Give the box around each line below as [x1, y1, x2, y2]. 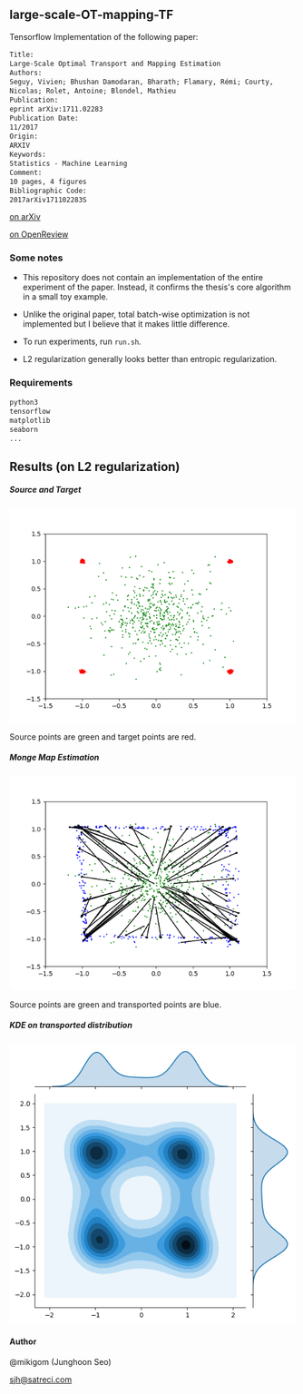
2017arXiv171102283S [9, 195, 88, 204]
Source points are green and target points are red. [9, 731, 197, 742]
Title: [9, 50, 34, 59]
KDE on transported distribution [9, 1020, 133, 1031]
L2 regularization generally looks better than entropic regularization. [22, 354, 278, 365]
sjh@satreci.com [9, 1374, 73, 1385]
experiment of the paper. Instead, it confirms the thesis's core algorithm [22, 281, 292, 293]
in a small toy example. [22, 291, 109, 302]
